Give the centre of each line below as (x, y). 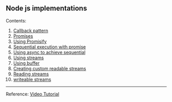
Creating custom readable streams (50, 68)
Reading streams (31, 74)
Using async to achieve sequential (49, 52)
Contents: (16, 20)
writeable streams (32, 79)
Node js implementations (46, 8)
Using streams (28, 58)
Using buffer (26, 63)
